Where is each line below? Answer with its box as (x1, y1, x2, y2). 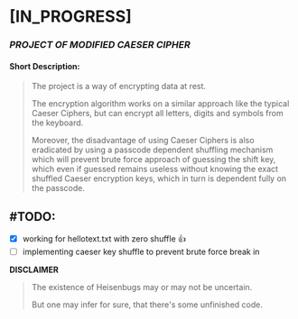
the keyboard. (31, 117, 84, 128)
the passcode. (31, 183, 86, 194)
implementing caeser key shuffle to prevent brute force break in (22, 246, 260, 258)
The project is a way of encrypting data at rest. (31, 81, 206, 92)
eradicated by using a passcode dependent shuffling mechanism (31, 144, 274, 155)
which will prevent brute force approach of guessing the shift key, (31, 154, 276, 165)
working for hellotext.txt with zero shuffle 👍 (22, 233, 187, 244)
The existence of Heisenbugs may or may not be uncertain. (31, 282, 253, 293)
